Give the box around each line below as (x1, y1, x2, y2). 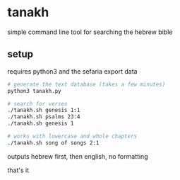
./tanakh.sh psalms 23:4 (7, 113, 80, 120)
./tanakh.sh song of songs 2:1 (7, 139, 100, 146)
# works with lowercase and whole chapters (7, 133, 138, 140)
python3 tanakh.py (7, 87, 61, 94)
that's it (7, 166, 30, 174)
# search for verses (7, 100, 68, 107)
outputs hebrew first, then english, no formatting (7, 152, 148, 160)
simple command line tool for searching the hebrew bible (7, 28, 173, 36)
